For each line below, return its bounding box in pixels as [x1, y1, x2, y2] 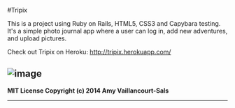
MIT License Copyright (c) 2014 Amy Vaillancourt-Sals [7, 86, 169, 95]
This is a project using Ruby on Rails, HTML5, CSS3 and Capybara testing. [7, 20, 221, 27]
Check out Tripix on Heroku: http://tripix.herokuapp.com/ [7, 48, 171, 56]
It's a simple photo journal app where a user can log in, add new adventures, [7, 27, 228, 35]
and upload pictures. [7, 34, 67, 43]
